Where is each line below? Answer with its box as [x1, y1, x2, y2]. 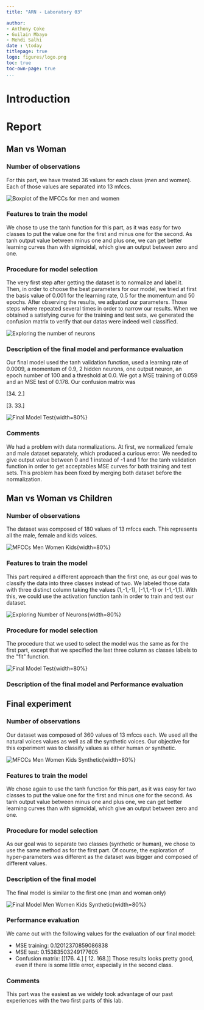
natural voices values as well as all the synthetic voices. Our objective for [6, 737, 190, 745]
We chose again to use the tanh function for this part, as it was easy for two [6, 785, 197, 792]
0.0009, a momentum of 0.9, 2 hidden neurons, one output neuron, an [6, 365, 182, 373]
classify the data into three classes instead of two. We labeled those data [6, 579, 190, 587]
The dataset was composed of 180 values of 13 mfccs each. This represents [6, 525, 198, 533]
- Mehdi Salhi [6, 37, 43, 43]
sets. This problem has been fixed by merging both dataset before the [6, 469, 182, 476]
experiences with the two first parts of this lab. [6, 997, 124, 1004]
